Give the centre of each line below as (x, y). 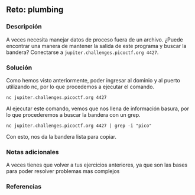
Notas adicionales (32, 152)
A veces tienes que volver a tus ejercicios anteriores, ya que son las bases (97, 165)
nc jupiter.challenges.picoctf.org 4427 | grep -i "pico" (79, 126)
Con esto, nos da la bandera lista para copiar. (61, 136)
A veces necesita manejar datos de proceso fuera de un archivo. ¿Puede (95, 39)
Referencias (24, 187)
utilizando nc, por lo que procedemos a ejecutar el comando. (80, 87)
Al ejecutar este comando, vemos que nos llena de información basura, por (97, 108)
